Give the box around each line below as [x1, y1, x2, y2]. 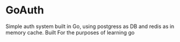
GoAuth [5, 3, 44, 17]
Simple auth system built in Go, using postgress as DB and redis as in [5, 23, 175, 30]
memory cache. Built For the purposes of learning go [5, 29, 135, 36]
